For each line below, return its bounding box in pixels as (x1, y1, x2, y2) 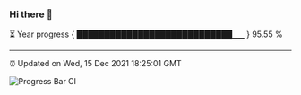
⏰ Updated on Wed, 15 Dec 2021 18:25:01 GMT (9, 58, 182, 69)
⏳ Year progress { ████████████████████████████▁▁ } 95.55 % (9, 29, 284, 39)
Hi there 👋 (9, 8, 54, 21)
